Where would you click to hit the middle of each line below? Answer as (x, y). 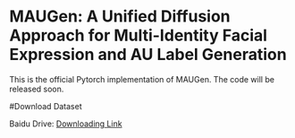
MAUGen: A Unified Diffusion (120, 17)
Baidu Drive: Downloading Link (66, 124)
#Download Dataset (46, 106)
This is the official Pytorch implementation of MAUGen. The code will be (142, 79)
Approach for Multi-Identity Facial (139, 35)
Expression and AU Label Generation (148, 55)
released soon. (37, 89)
